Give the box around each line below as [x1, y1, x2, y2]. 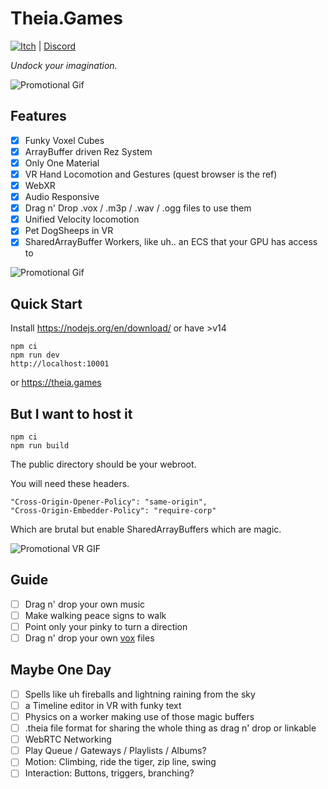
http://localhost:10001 [10, 359, 110, 369]
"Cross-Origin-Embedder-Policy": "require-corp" [10, 506, 217, 516]
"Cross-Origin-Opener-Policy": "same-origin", [10, 497, 208, 507]
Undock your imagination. [10, 59, 118, 71]
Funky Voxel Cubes [24, 134, 105, 146]
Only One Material [24, 157, 100, 169]
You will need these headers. [10, 478, 130, 489]
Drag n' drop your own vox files [24, 632, 155, 644]
